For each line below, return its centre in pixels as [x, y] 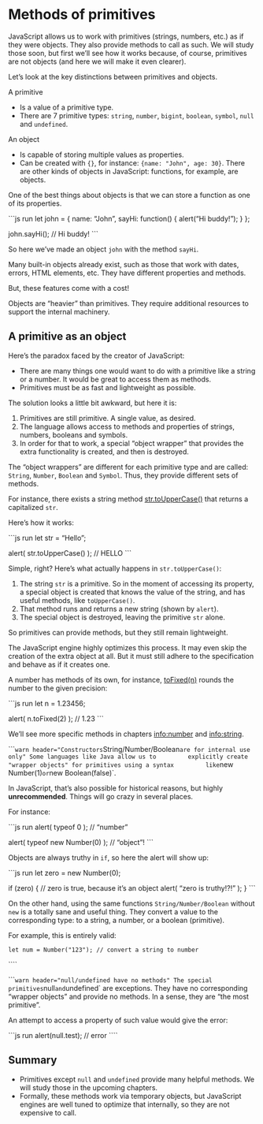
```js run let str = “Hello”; [47, 538]
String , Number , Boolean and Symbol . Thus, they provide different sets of [123, 475]
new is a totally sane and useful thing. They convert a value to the [113, 911]
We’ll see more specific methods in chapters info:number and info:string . [126, 734]
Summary [33, 1061]
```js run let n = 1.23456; [47, 703]
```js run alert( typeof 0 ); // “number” [68, 827]
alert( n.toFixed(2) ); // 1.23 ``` [56, 718]
